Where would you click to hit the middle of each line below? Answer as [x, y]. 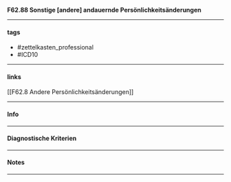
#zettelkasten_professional [55, 47]
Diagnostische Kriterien [42, 138]
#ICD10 [27, 55]
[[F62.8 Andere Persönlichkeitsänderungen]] [70, 92]
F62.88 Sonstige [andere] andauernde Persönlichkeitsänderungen [104, 10]
